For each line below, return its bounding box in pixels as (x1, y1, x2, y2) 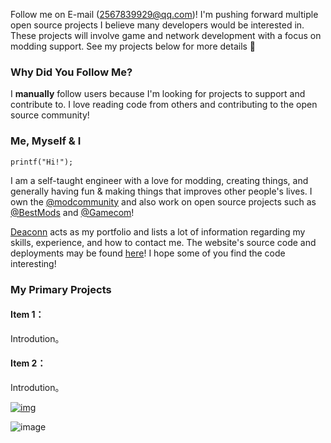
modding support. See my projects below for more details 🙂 (10, 40, 257, 52)
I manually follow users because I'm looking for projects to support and (10, 88, 306, 100)
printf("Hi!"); (10, 157, 74, 167)
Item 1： (10, 309, 45, 321)
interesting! (10, 257, 57, 269)
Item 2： (10, 357, 47, 369)
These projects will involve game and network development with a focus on (10, 30, 322, 41)
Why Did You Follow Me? (10, 65, 133, 79)
